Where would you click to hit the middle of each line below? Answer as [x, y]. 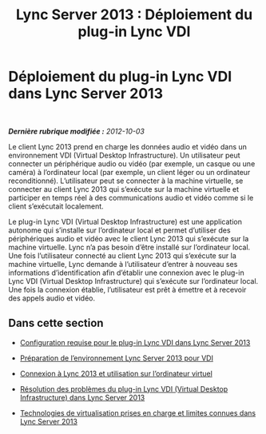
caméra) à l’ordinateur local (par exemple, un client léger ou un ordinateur [129, 172]
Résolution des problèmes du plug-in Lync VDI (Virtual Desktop [124, 388]
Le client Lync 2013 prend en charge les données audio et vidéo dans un [128, 146]
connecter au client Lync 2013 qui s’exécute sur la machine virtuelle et [124, 189]
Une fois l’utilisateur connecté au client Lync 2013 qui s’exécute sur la [123, 255]
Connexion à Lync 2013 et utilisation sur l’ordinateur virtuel [116, 373]
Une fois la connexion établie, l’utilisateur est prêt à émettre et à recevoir [127, 289]
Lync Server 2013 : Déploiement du [134, 15]
